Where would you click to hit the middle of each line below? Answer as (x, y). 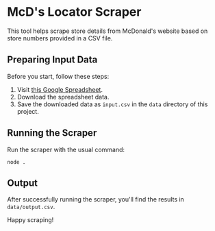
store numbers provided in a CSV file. (60, 38)
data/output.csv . (31, 207)
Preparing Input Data (52, 60)
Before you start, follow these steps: (58, 76)
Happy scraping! (30, 220)
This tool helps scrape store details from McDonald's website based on (107, 31)
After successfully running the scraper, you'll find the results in (96, 199)
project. (28, 111)
